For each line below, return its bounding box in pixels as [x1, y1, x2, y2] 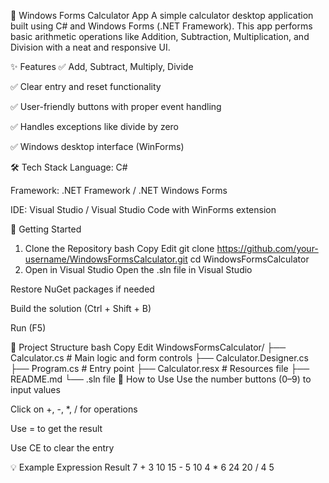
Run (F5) [10, 322, 47, 334]
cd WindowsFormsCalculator [189, 253, 310, 265]
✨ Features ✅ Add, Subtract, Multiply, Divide [10, 61, 194, 72]
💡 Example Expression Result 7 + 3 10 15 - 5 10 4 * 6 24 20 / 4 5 [10, 461, 275, 473]
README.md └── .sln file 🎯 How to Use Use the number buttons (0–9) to [10, 373, 312, 385]
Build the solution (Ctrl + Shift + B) [10, 303, 152, 314]
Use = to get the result [10, 423, 103, 434]
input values [10, 384, 61, 395]
